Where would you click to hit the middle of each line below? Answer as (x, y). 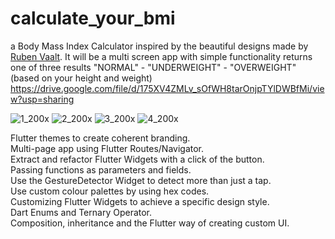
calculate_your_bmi (93, 18)
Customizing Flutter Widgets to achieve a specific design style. (140, 201)
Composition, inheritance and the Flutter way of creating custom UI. (150, 223)
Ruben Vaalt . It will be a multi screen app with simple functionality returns (161, 56)
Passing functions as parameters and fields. (101, 169)
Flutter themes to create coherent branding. (100, 138)
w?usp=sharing (42, 99)
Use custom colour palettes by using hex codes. (110, 191)
